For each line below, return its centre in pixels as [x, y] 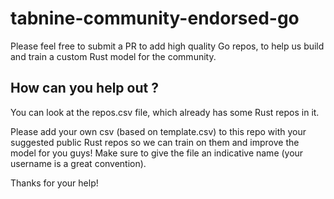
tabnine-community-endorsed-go [155, 18]
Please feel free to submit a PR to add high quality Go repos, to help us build [167, 46]
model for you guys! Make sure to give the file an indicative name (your [157, 153]
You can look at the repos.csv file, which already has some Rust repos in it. [165, 112]
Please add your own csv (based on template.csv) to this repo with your [158, 131]
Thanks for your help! [54, 183]
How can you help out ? [84, 88]
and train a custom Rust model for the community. [113, 56]
